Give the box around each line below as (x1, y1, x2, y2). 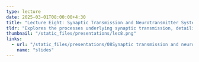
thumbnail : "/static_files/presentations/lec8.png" (6, 31, 136, 37)
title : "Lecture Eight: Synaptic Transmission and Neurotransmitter (6, 19, 179, 25)
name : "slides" (17, 47, 54, 53)
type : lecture (6, 8, 41, 15)
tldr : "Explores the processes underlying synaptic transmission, (6, 25, 174, 31)
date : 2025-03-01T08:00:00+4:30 (6, 14, 86, 20)
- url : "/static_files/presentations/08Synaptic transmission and (11, 42, 179, 48)
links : (6, 36, 23, 42)
